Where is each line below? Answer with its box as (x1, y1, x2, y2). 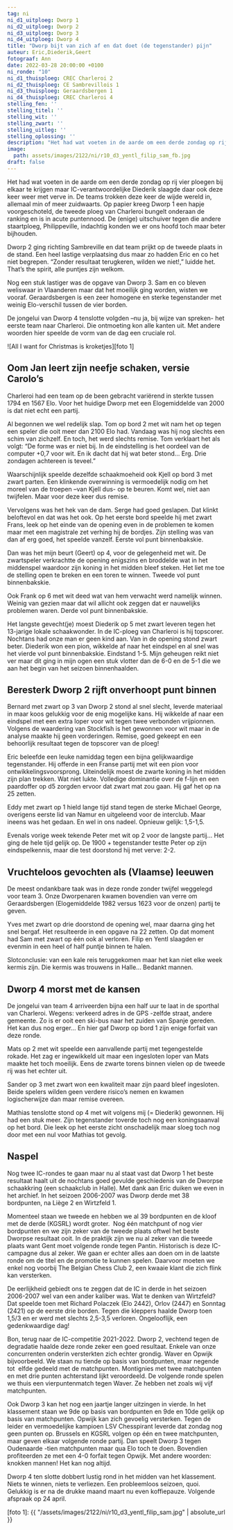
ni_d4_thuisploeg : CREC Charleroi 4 (7, 94, 113, 101)
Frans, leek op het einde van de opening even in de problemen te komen (7, 520, 214, 528)
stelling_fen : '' (7, 101, 58, 108)
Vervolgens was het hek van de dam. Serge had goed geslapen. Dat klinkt (7, 505, 218, 514)
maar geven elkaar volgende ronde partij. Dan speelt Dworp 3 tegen (7, 1436, 202, 1445)
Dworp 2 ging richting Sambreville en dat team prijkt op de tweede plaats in (7, 242, 223, 251)
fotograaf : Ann (7, 56, 51, 62)
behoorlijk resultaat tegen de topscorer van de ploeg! (7, 739, 159, 748)
